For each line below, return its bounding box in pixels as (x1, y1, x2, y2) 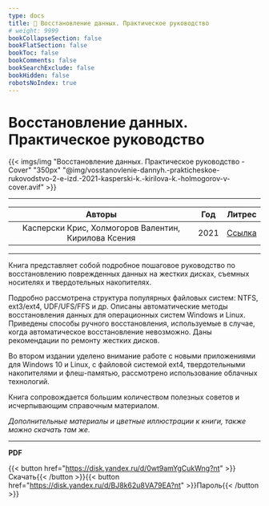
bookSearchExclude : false (8, 64, 94, 72)
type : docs (8, 11, 45, 20)
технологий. (8, 377, 50, 387)
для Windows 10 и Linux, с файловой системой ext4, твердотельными (8, 360, 246, 370)
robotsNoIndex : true (8, 79, 78, 87)
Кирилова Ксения (66, 233, 136, 244)
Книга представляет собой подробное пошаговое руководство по (8, 261, 236, 270)
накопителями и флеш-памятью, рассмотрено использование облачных (8, 368, 258, 378)
